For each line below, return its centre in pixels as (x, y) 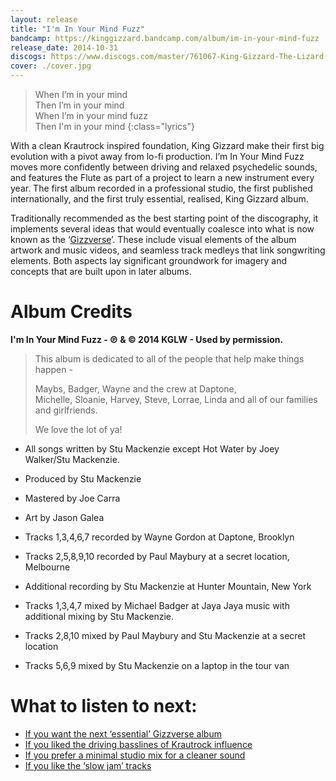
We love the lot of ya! (78, 429)
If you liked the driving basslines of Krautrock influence (138, 744)
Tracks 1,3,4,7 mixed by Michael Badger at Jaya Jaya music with (157, 605)
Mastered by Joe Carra (72, 498)
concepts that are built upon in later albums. (101, 271)
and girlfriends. (66, 410)
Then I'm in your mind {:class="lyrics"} (114, 126)
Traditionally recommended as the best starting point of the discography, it (164, 218)
